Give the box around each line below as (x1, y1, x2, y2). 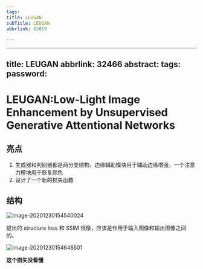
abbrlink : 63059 (6, 25, 47, 32)
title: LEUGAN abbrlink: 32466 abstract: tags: (6, 59, 181, 70)
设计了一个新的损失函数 (14, 176, 74, 183)
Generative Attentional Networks (6, 118, 175, 132)
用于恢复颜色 (31, 169, 63, 176)
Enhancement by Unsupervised (6, 105, 168, 119)
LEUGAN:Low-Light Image (6, 92, 141, 106)
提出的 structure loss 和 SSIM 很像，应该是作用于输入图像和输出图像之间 (6, 224, 187, 232)
